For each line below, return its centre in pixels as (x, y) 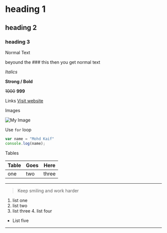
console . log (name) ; (25, 143)
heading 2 (21, 28)
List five (20, 221)
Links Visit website (24, 101)
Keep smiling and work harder (48, 191)
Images (13, 110)
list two (20, 206)
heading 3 (18, 42)
